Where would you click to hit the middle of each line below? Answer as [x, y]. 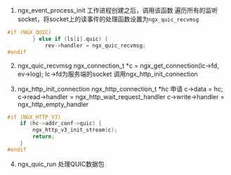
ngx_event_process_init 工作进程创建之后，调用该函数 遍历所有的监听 [118, 10]
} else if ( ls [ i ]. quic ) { [71, 39]
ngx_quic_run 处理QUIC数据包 [61, 164]
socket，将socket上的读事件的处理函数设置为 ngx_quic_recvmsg [108, 19]
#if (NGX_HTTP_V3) [34, 117]
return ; [44, 137]
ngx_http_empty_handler [53, 104]
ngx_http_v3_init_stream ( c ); [75, 130]
